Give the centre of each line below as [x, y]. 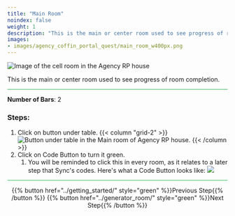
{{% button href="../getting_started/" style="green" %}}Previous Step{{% [117, 191]
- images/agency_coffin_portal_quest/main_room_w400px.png [95, 46]
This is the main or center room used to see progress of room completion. [114, 79]
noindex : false [29, 20]
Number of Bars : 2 [34, 99]
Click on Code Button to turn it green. [71, 155]
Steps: [19, 117]
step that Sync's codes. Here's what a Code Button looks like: [117, 171]
